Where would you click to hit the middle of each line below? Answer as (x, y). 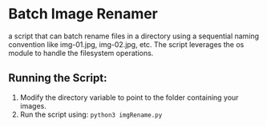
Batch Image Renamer (83, 14)
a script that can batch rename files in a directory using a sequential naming (133, 36)
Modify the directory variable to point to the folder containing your (129, 97)
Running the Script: (58, 78)
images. (33, 105)
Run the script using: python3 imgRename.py (91, 114)
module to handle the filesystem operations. (81, 53)
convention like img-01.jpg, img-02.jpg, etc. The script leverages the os (126, 44)
